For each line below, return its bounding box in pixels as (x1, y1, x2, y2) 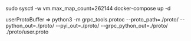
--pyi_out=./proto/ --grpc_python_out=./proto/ (55, 23, 169, 29)
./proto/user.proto (5, 28, 49, 35)
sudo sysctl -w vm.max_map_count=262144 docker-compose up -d (5, 5, 171, 12)
